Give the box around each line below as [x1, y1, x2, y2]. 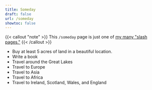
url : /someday [5, 16, 34, 21]
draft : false [5, 12, 32, 17]
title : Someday [5, 7, 36, 12]
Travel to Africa [12, 74, 43, 80]
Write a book [12, 54, 38, 60]
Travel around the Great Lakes [12, 59, 73, 65]
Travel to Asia [12, 69, 40, 75]
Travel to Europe [12, 64, 45, 70]
